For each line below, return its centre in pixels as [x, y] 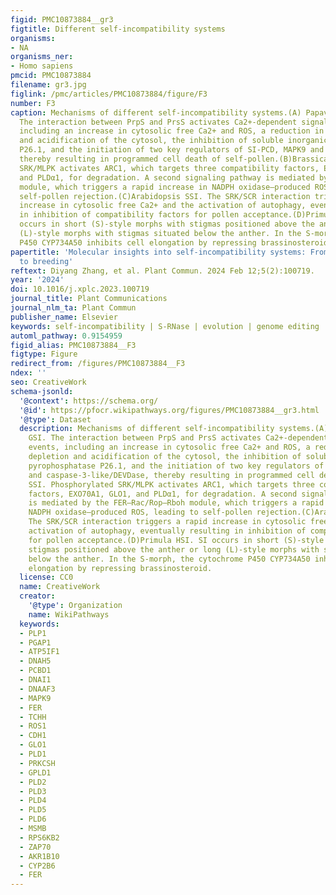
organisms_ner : [42, 57]
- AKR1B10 [39, 856]
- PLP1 [33, 633]
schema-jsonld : [42, 391]
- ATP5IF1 [39, 652]
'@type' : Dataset [55, 419]
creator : [37, 596]
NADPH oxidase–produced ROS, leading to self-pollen [140, 512]
